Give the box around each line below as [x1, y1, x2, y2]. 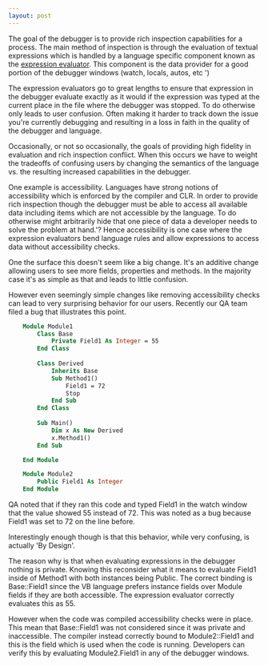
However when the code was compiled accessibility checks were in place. [8, 614, 254, 624]
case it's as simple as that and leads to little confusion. [8, 274, 189, 284]
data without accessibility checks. [8, 242, 120, 251]
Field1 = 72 [65, 382, 106, 390]
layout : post [8, 11, 52, 20]
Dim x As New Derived [50, 426, 124, 435]
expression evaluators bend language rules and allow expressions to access [8, 233, 260, 243]
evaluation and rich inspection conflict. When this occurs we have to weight [8, 150, 258, 159]
